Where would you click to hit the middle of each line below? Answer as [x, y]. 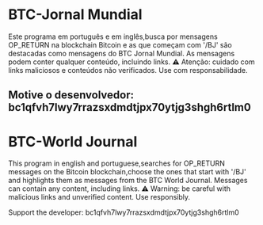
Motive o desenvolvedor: [71, 95]
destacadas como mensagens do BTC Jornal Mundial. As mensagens [122, 53]
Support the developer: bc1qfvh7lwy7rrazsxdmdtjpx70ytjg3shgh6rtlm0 [124, 212]
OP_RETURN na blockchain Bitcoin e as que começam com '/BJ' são [120, 44]
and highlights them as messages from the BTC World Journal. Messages [128, 181]
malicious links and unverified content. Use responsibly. [99, 197]
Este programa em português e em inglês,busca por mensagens [113, 36]
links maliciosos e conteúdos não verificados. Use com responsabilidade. [128, 70]
